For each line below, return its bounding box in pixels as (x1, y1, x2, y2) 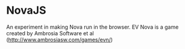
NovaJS (6, 4, 46, 17)
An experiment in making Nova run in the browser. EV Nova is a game (6, 23, 179, 30)
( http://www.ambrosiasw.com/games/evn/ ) (6, 36, 113, 43)
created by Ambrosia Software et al (6, 29, 95, 36)
